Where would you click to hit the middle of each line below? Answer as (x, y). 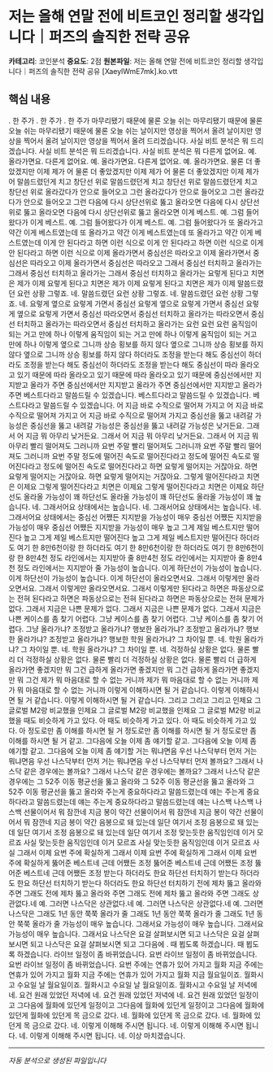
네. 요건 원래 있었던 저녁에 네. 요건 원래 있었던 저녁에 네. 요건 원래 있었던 (123, 995)
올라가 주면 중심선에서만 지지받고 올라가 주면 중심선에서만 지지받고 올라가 (146, 385)
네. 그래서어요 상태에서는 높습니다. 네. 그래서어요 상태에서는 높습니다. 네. (147, 507)
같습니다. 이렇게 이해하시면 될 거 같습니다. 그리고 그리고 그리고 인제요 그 (147, 699)
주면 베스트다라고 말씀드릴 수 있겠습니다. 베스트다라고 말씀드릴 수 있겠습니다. (130, 394)
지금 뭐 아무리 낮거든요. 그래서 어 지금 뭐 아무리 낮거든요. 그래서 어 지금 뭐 (142, 435)
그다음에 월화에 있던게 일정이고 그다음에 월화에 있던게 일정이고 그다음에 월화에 (141, 1004)
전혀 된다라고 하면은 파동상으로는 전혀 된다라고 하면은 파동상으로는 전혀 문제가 (141, 598)
